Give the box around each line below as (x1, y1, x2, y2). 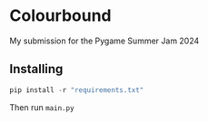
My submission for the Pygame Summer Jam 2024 (9, 35, 200, 46)
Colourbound (9, 5, 112, 26)
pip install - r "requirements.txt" (9, 85, 144, 95)
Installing (9, 61, 64, 77)
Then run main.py (9, 101, 74, 113)
